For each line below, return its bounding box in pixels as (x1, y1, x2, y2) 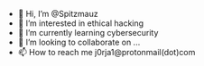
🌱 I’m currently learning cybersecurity (17, 28, 159, 37)
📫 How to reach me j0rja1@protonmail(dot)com (17, 47, 196, 57)
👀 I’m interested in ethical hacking (17, 18, 144, 29)
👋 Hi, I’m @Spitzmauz (17, 9, 98, 19)
